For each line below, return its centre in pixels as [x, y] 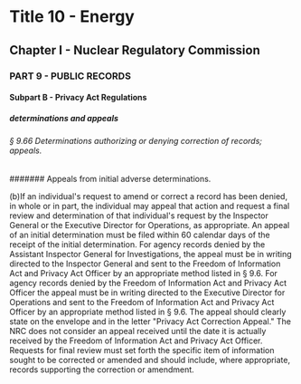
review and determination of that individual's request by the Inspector [139, 216]
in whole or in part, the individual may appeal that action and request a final [150, 206]
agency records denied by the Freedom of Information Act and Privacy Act [148, 283]
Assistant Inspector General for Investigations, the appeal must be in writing [150, 254]
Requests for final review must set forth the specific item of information [142, 350]
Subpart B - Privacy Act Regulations [78, 98]
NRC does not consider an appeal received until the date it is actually [138, 331]
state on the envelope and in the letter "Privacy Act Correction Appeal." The [150, 321]
